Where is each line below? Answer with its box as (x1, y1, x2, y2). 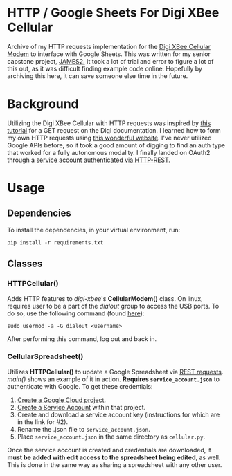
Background (7, 96, 79, 112)
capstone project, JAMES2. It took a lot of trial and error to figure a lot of (7, 57, 214, 65)
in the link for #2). (17, 417, 68, 426)
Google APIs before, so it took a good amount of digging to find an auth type (7, 140, 226, 149)
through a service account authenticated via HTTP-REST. (7, 156, 171, 164)
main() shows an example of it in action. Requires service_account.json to (7, 375, 220, 383)
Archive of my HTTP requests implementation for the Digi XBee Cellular (7, 42, 211, 51)
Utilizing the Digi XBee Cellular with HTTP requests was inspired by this (7, 119, 211, 127)
